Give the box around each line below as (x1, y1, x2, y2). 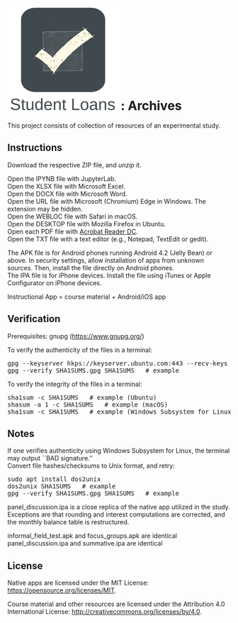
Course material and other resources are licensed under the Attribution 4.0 (7, 600, 225, 609)
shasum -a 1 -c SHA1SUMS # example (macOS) (7, 400, 169, 409)
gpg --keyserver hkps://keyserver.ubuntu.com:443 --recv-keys (7, 359, 228, 368)
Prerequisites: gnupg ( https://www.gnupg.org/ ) (7, 331, 145, 340)
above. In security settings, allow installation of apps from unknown (7, 255, 204, 265)
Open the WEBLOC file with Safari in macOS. (7, 212, 138, 221)
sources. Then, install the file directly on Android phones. (7, 263, 175, 272)
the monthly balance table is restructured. (7, 518, 130, 526)
